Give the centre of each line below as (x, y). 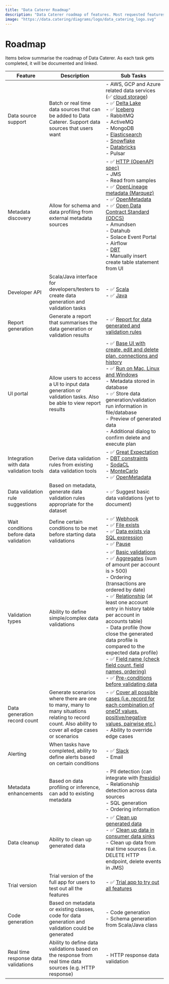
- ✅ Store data (123, 394)
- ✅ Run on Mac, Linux (133, 369)
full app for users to (72, 882)
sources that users (71, 128)
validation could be (71, 928)
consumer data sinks (130, 837)
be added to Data (69, 116)
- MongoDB (120, 128)
